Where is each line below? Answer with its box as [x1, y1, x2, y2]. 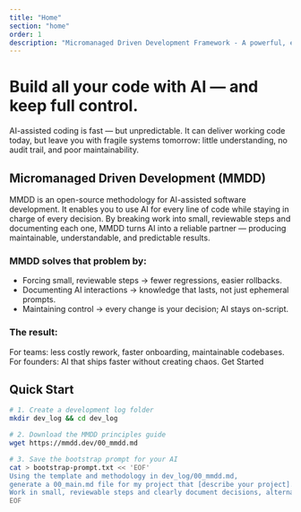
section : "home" [9, 22, 70, 30]
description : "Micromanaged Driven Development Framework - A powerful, [9, 38, 287, 48]
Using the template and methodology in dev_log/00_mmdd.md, [9, 472, 239, 481]
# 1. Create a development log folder [9, 405, 154, 415]
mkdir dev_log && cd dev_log [9, 414, 118, 423]
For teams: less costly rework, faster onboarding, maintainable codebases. [9, 346, 285, 357]
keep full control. [9, 96, 139, 117]
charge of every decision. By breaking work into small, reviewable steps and [9, 213, 291, 224]
